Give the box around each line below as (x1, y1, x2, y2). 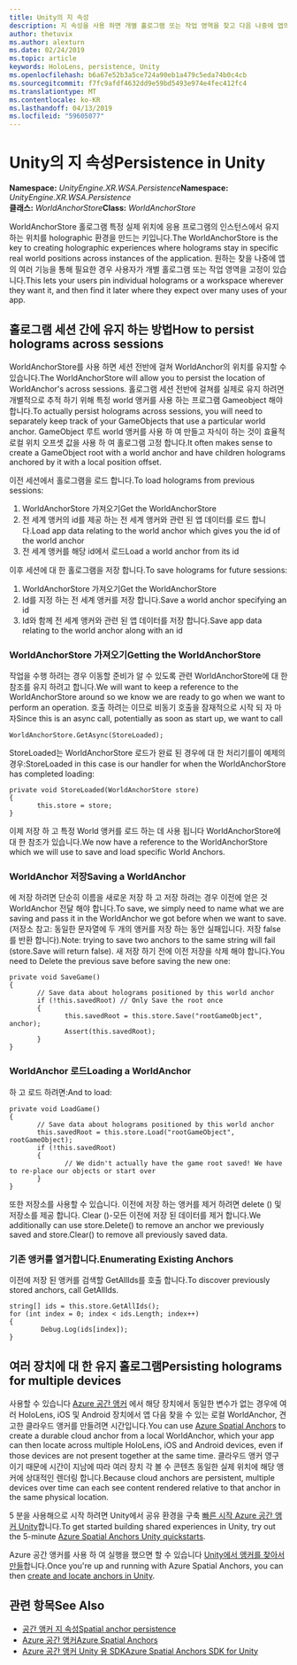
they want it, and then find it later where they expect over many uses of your (9, 285, 287, 296)
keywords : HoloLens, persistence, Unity (9, 63, 161, 72)
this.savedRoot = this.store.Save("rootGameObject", (65, 1012, 263, 1021)
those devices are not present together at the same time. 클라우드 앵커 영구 (9, 1450, 280, 1460)
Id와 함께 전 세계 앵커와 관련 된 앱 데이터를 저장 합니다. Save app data (21, 615, 263, 626)
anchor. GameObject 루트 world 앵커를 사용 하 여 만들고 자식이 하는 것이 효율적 (9, 426, 286, 437)
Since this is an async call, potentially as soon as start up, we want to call (16, 713, 283, 724)
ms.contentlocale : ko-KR (9, 95, 101, 105)
